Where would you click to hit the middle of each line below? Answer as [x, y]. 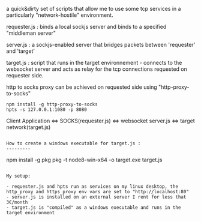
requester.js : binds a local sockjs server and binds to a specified [86, 27]
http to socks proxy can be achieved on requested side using [82, 87]
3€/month [17, 202]
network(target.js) [28, 127]
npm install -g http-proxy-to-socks [52, 104]
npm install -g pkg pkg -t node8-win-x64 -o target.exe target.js [84, 160]
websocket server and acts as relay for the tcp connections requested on [97, 69]
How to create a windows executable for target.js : [73, 143]
